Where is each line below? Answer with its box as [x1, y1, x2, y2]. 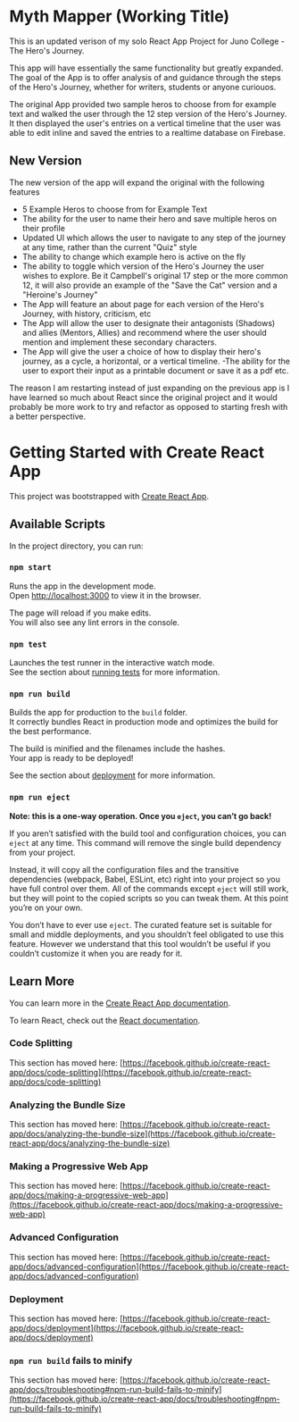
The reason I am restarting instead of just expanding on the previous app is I [9, 382, 290, 393]
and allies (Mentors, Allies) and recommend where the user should [21, 327, 268, 338]
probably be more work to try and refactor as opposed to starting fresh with [9, 401, 288, 412]
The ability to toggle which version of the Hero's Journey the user [21, 261, 265, 272]
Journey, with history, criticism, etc [21, 308, 152, 319]
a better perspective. [9, 411, 87, 422]
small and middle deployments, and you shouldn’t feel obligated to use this [9, 929, 284, 940]
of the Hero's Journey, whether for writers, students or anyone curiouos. [9, 81, 277, 92]
